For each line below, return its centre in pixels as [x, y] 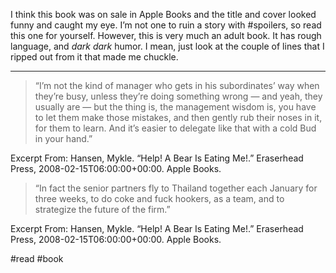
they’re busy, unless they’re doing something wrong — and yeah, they [178, 96]
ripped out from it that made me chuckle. [94, 57]
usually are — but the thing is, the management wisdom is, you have [175, 107]
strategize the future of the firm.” [102, 209]
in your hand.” [63, 138]
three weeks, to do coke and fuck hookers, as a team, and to [159, 198]
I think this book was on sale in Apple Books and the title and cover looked [163, 14]
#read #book [37, 258]
